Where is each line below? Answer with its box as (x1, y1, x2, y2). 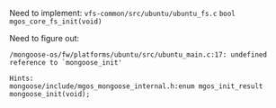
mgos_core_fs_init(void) (9, 17, 102, 26)
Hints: (9, 74, 34, 83)
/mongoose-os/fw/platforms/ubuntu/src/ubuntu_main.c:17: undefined (9, 50, 268, 59)
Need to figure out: (9, 33, 80, 43)
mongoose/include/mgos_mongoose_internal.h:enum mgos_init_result (9, 82, 263, 91)
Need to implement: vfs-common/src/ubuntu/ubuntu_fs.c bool (9, 8, 236, 18)
